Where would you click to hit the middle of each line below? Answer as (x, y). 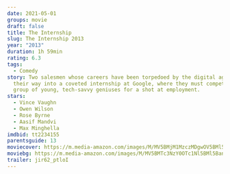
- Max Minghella (36, 128)
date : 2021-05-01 (32, 13)
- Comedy (26, 71)
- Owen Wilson (33, 109)
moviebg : (20, 154)
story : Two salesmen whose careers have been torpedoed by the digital (111, 77)
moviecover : (24, 147)
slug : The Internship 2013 (46, 39)
